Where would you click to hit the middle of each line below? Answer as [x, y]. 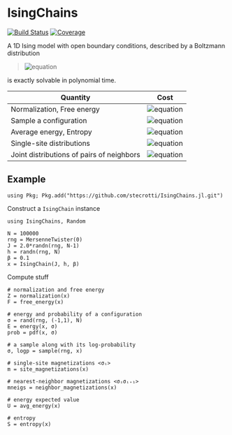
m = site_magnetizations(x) [48, 369]
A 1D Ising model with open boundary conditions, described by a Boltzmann [116, 45]
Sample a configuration [49, 120]
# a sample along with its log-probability [72, 345]
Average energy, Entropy [51, 132]
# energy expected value [43, 399]
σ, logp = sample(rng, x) [45, 351]
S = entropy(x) [29, 424]
